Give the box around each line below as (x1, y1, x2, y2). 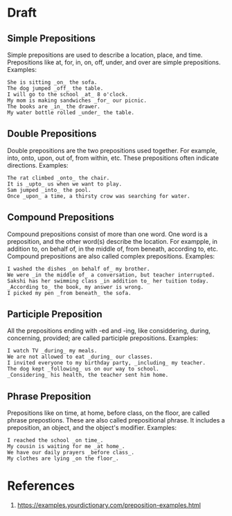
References (7, 478, 75, 494)
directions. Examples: (7, 161, 69, 169)
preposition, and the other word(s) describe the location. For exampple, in (7, 237, 218, 245)
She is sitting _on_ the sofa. (7, 79, 98, 86)
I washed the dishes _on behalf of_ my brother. (7, 265, 150, 272)
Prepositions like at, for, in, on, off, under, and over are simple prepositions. (7, 58, 221, 66)
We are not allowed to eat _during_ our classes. (7, 353, 154, 361)
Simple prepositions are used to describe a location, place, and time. (7, 51, 203, 59)
